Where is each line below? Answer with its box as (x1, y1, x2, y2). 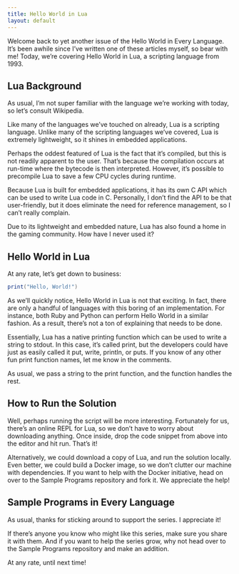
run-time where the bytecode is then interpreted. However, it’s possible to (7, 165, 224, 173)
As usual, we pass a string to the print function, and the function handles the (7, 369, 233, 378)
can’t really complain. (7, 208, 71, 217)
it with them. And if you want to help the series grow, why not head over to (7, 536, 226, 545)
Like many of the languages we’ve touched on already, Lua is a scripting (7, 121, 220, 129)
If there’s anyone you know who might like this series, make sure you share (7, 529, 228, 538)
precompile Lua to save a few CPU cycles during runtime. (7, 172, 176, 180)
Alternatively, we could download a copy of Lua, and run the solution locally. (7, 453, 232, 461)
